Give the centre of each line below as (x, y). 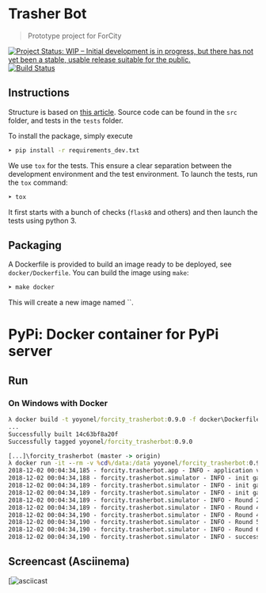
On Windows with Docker (58, 403)
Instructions (39, 93)
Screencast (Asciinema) (69, 562)
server (30, 352)
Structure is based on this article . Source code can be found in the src (123, 112)
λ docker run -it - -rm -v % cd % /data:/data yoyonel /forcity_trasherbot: (129, 463)
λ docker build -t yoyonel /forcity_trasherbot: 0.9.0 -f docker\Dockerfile (134, 420)
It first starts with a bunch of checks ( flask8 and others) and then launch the (133, 212)
